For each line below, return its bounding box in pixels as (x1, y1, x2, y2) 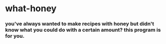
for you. (5, 33, 25, 40)
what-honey (5, 3, 57, 14)
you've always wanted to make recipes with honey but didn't (5, 21, 155, 27)
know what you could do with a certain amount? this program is (5, 26, 161, 33)
